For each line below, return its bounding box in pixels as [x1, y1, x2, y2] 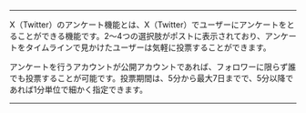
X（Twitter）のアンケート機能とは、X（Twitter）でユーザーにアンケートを [9, 19, 287, 30]
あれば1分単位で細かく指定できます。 [9, 84, 148, 95]
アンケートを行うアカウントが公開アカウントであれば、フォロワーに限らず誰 [9, 61, 297, 72]
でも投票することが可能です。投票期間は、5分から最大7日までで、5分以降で [9, 73, 294, 83]
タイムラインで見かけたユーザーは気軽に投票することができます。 [25, 42, 271, 53]
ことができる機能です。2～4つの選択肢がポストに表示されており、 [16, 31, 266, 41]
